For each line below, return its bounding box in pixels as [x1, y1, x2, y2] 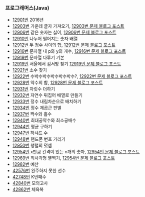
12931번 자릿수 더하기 [12, 86, 55, 92]
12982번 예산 [12, 161, 39, 167]
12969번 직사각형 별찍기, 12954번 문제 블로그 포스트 [12, 155, 115, 161]
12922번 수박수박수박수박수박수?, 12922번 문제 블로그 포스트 [12, 73, 132, 79]
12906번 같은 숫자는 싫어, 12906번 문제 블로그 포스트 [12, 29, 116, 36]
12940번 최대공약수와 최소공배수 [12, 117, 76, 124]
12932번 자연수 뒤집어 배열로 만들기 [12, 92, 83, 98]
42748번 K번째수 [12, 174, 46, 180]
